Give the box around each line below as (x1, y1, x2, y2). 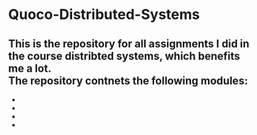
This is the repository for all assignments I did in (8, 37, 250, 51)
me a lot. (8, 62, 52, 75)
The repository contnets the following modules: (8, 73, 248, 88)
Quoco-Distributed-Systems (8, 6, 200, 24)
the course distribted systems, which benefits (8, 49, 240, 62)
